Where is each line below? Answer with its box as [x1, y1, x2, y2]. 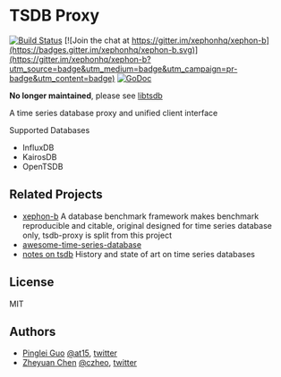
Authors [9, 323, 56, 339]
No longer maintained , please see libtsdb [9, 90, 163, 101]
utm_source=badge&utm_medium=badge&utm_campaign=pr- [9, 63, 238, 74]
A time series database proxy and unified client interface [9, 107, 218, 118]
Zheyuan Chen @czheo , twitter [21, 357, 137, 368]
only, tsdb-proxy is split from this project [21, 230, 173, 240]
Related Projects [9, 187, 103, 202]
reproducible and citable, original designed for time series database [21, 220, 273, 230]
